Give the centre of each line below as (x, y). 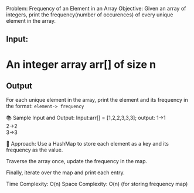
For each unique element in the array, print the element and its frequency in (97, 100)
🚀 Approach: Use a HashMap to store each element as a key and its (87, 144)
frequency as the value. (35, 150)
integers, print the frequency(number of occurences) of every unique (90, 15)
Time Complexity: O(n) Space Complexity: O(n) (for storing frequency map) (97, 184)
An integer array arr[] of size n (81, 64)
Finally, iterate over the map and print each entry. (65, 173)
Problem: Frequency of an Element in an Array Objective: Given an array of (96, 8)
